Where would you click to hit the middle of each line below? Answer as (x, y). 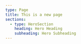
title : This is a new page (34, 15)
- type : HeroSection (32, 24)
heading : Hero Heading (38, 29)
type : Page (17, 10)
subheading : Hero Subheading (45, 33)
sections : (16, 19)
